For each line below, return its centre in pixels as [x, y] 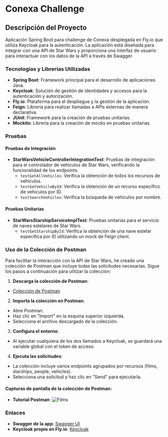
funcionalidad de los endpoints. [45, 170]
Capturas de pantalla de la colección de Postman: [59, 388]
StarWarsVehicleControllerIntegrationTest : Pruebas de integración [83, 160]
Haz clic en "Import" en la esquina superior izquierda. [69, 316]
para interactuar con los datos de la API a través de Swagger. [69, 56]
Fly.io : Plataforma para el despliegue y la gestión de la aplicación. [81, 101]
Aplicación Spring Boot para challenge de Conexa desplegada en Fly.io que [84, 40]
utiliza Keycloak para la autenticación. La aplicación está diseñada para [80, 45]
